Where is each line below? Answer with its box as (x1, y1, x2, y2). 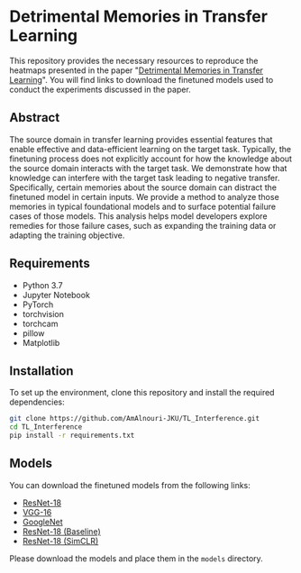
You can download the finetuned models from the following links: (9, 479, 251, 490)
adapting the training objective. (9, 230, 125, 241)
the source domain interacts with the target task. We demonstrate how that (9, 162, 287, 173)
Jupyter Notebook (22, 289, 90, 300)
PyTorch (22, 299, 54, 310)
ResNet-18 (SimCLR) (22, 535, 99, 546)
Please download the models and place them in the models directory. (9, 552, 263, 564)
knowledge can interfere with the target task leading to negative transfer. (9, 172, 280, 183)
